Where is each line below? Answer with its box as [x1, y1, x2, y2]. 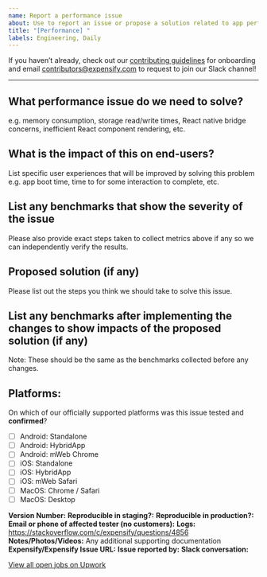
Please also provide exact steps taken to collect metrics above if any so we [8, 233, 254, 243]
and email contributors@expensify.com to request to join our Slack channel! [8, 64, 257, 74]
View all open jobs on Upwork [8, 559, 106, 569]
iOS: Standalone [19, 458, 73, 468]
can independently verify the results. [8, 242, 129, 251]
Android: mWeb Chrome [19, 450, 99, 459]
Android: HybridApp [19, 441, 86, 450]
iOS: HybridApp [19, 467, 72, 478]
